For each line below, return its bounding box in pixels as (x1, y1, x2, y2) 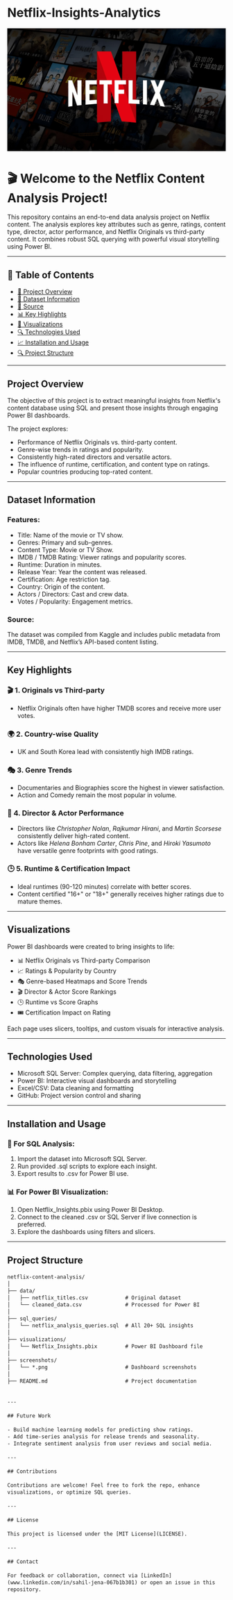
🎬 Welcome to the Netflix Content (7, 170, 205, 186)
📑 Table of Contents (7, 269, 94, 281)
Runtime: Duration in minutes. (17, 560, 102, 569)
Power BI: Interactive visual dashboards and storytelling (17, 1076, 177, 1085)
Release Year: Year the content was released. (17, 567, 148, 576)
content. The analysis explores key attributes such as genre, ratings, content (7, 220, 226, 228)
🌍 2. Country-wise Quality (7, 729, 99, 739)
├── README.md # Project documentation (7, 1378, 197, 1385)
